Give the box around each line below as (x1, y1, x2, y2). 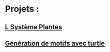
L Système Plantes (5, 23, 62, 31)
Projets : (5, 3, 40, 15)
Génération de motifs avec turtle (5, 39, 105, 47)
